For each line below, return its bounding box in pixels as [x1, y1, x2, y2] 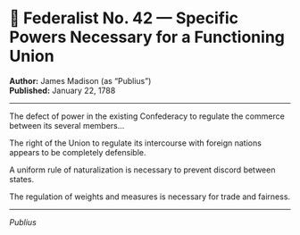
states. [9, 173, 34, 184]
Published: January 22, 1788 [9, 85, 116, 96]
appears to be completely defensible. [9, 147, 146, 157]
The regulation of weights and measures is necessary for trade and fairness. [9, 191, 291, 202]
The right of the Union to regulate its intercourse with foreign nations [9, 138, 262, 148]
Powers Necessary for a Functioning [9, 27, 286, 47]
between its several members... [9, 120, 125, 130]
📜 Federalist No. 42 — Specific [9, 8, 239, 29]
